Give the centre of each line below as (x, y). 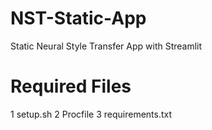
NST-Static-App (78, 18)
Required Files (71, 86)
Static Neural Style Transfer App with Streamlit (106, 46)
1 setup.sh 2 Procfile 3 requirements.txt (91, 114)
